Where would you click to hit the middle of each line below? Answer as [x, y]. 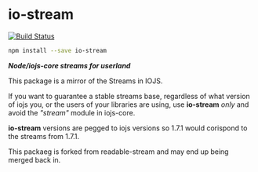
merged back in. [35, 159]
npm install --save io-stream [58, 50]
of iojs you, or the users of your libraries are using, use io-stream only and [129, 104]
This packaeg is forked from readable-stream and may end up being [118, 152]
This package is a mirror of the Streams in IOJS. [85, 81]
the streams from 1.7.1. [44, 136]
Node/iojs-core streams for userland [69, 65]
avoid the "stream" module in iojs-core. [72, 112]
